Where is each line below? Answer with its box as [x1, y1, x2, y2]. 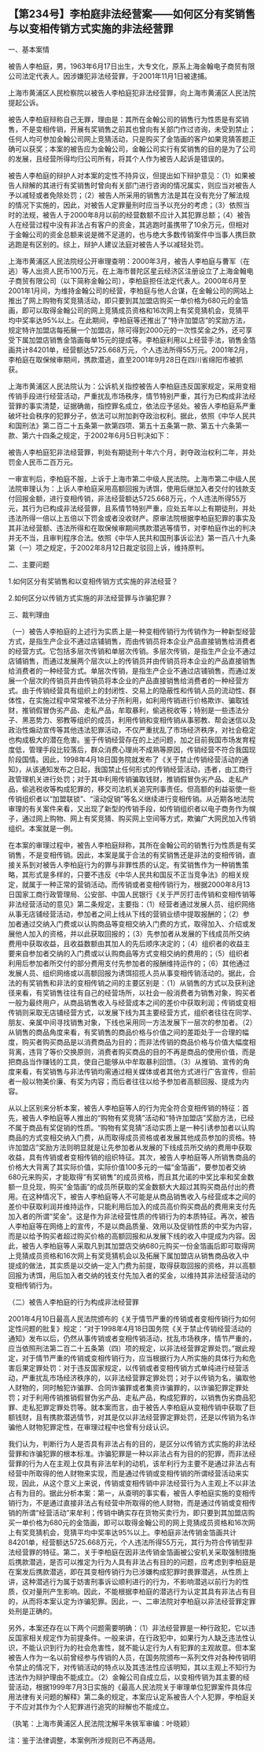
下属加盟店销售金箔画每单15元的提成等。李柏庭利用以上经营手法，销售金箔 [14, 335, 256, 344]
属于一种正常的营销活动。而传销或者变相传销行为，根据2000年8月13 [28, 879, 251, 889]
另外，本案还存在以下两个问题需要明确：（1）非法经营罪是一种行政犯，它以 [8, 1623, 249, 1632]
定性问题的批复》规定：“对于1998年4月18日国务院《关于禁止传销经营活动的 [8, 1323, 252, 1333]
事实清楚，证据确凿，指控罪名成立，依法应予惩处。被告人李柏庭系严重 [28, 401, 256, 410]
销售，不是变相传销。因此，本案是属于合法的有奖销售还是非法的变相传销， [8, 850, 249, 859]
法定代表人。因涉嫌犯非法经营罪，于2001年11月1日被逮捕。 [21, 71, 211, 80]
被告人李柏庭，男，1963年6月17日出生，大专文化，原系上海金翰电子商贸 [8, 61, 242, 71]
